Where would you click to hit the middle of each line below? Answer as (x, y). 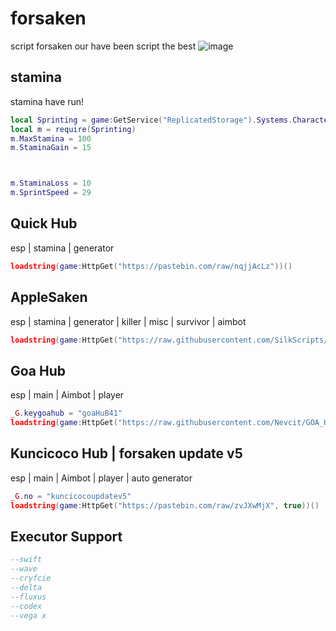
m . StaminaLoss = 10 (51, 183)
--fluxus (28, 597)
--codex (26, 606)
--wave (24, 569)
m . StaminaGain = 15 (51, 148)
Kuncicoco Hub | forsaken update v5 (126, 453)
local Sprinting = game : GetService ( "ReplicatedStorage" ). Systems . (151, 120)
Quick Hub (44, 223)
